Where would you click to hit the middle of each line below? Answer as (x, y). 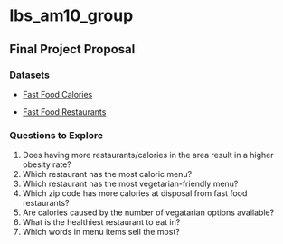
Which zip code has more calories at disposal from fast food (135, 193)
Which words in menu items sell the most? (101, 232)
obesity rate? (47, 164)
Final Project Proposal (72, 49)
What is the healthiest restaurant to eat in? (101, 222)
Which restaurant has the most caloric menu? (107, 174)
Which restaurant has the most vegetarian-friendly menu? (130, 184)
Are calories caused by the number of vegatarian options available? (148, 212)
